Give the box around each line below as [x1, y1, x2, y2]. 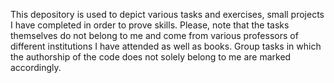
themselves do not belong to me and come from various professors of [10, 30, 299, 41]
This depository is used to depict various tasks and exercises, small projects [10, 9, 325, 20]
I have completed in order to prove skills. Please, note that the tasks [10, 19, 290, 31]
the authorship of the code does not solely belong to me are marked [10, 51, 292, 63]
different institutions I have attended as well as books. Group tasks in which [10, 40, 322, 52]
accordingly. [10, 62, 62, 73]
